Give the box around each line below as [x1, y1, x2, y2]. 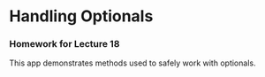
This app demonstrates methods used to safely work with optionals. [9, 58, 256, 68]
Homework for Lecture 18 [9, 38, 120, 50]
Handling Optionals [9, 6, 154, 27]
